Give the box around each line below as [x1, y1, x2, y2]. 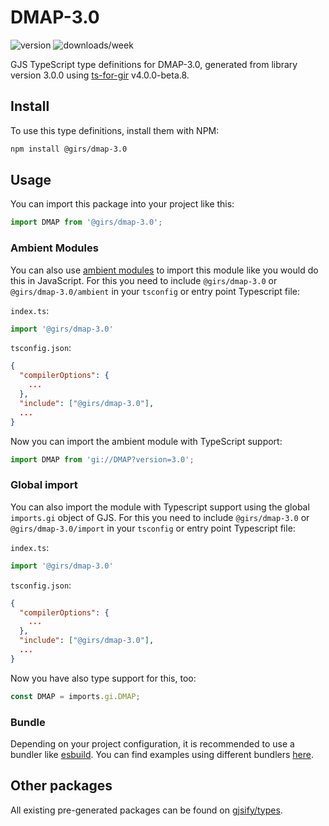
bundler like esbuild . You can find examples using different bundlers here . [10, 748, 315, 760]
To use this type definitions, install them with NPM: [10, 124, 220, 136]
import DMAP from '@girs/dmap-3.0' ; [10, 217, 163, 228]
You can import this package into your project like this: [10, 198, 235, 210]
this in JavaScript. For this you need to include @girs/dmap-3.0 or [10, 274, 278, 286]
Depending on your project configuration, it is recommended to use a [10, 737, 295, 750]
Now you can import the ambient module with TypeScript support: [10, 435, 283, 447]
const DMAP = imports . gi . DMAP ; [10, 691, 141, 701]
